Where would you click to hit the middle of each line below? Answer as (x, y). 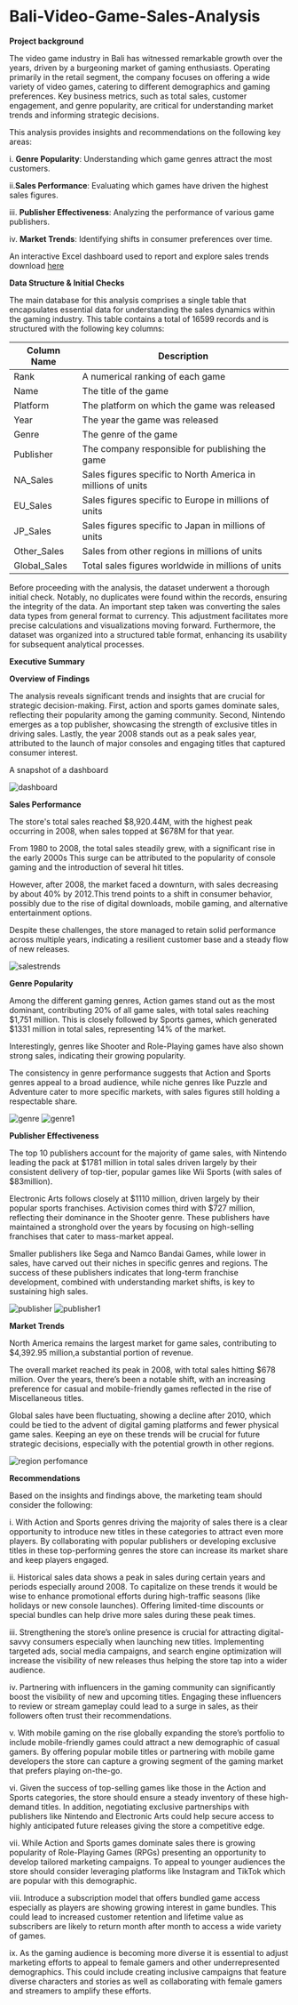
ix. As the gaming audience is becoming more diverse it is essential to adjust (149, 1953)
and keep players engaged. (59, 1559)
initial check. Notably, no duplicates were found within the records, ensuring (149, 597)
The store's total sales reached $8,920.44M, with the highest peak (131, 821)
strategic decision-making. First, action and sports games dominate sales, (144, 705)
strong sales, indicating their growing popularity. (98, 1055)
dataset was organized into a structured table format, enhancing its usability (148, 634)
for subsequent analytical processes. (77, 644)
